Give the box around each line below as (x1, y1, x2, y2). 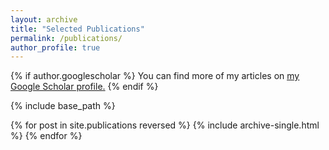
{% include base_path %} (10, 100, 116, 112)
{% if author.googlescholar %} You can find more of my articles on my (10, 70, 300, 82)
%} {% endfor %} (10, 130, 83, 142)
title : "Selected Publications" (10, 24, 145, 34)
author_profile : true (10, 42, 101, 53)
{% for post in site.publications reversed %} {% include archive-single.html (10, 119, 320, 131)
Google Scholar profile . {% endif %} (10, 81, 159, 93)
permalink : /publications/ (10, 33, 123, 43)
